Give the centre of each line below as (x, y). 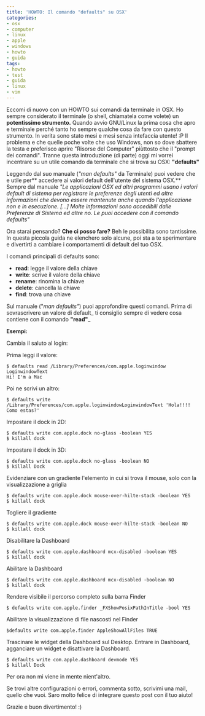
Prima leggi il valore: (32, 355)
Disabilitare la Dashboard (38, 540)
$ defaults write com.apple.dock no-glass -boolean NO (78, 461)
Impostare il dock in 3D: (36, 450)
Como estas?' (23, 410)
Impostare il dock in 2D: (36, 422)
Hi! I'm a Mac (25, 377)
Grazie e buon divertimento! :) (44, 707)
